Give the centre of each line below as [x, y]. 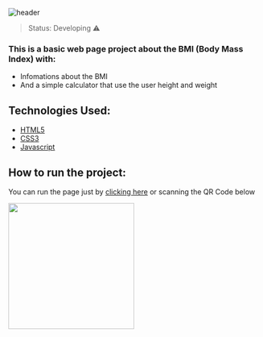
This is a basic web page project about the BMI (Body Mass [126, 48]
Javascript [37, 147]
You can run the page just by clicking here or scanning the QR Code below [132, 191]
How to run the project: [67, 172]
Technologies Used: [60, 110]
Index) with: [32, 59]
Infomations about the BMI [64, 77]
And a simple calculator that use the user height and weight [119, 85]
